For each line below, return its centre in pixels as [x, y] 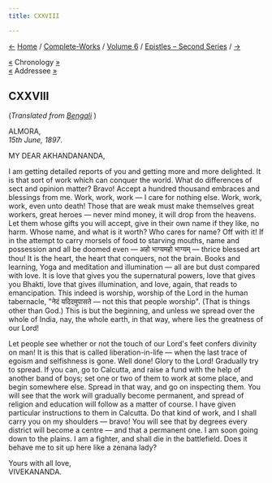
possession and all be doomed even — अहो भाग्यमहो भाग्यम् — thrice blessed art [134, 250]
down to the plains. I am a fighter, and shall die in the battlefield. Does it [128, 439]
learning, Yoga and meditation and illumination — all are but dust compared [134, 267]
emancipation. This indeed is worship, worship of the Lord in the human [128, 293]
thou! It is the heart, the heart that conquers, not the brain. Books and [125, 259]
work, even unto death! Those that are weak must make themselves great [131, 206]
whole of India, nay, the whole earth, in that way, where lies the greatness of [136, 320]
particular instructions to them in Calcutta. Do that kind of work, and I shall [133, 413]
